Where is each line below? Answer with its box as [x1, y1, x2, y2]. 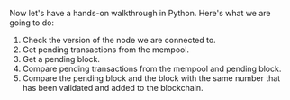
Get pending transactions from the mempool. [22, 44, 190, 55]
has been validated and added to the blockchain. [22, 83, 204, 93]
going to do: [9, 17, 54, 28]
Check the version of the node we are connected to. [22, 35, 216, 45]
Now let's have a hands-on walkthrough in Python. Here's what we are [9, 8, 272, 18]
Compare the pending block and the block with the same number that [22, 73, 281, 84]
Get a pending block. [22, 54, 101, 64]
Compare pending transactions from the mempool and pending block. [22, 63, 282, 74]
